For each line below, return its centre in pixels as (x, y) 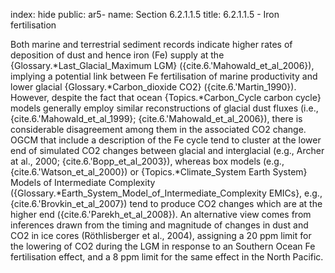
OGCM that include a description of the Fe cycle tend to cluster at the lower (166, 140)
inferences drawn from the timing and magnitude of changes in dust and (159, 225)
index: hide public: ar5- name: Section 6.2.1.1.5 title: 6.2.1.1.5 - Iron (145, 14)
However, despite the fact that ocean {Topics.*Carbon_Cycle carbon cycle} (166, 97)
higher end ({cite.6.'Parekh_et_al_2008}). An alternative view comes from (161, 214)
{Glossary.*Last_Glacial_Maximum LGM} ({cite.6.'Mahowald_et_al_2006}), (162, 65)
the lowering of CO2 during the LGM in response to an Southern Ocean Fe (163, 246)
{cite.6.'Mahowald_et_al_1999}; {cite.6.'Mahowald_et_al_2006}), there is (156, 118)
